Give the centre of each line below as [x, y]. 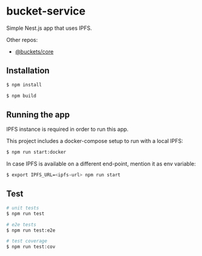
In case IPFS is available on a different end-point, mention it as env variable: [101, 164]
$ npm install [24, 85]
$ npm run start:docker [36, 152]
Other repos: [22, 40]
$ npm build [21, 95]
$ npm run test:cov [31, 247]
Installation [28, 71]
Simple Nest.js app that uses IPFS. [49, 28]
